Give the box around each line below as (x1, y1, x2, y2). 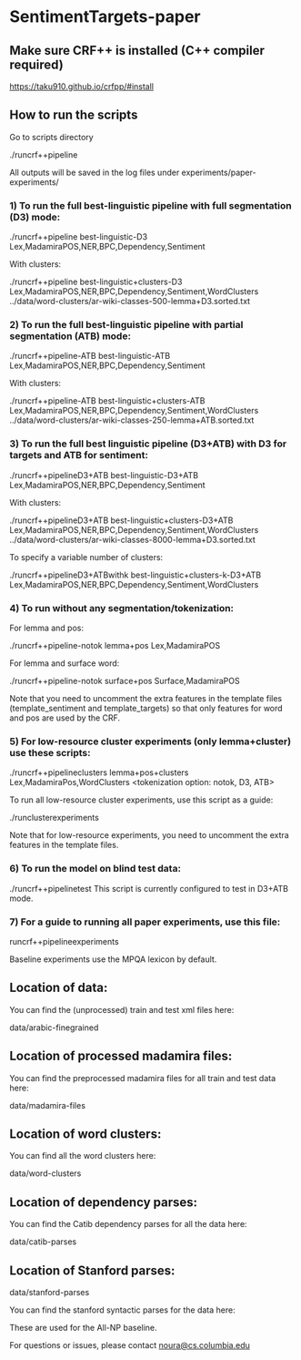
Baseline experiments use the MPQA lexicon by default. (9, 954, 217, 965)
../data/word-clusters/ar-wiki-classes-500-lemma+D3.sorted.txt (9, 296, 251, 307)
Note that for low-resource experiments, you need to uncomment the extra (9, 830, 289, 841)
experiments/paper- (181, 167, 256, 178)
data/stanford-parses (9, 1286, 90, 1297)
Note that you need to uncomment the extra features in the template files (9, 693, 283, 703)
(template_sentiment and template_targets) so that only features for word (9, 703, 284, 713)
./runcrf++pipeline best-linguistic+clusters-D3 (9, 276, 183, 288)
